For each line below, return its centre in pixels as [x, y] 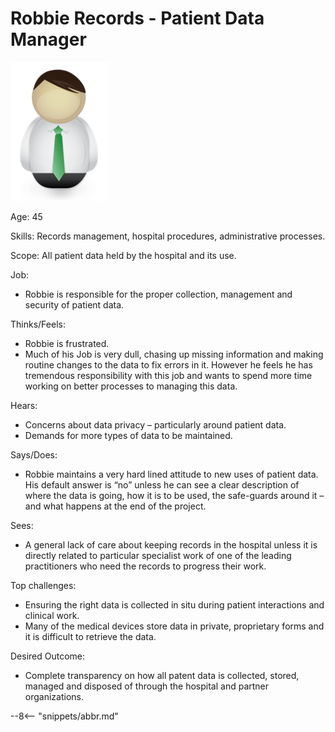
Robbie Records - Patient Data [137, 18]
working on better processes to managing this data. [131, 386]
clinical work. [52, 615]
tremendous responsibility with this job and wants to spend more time [168, 375]
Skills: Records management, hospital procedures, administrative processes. [168, 236]
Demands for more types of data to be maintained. [128, 435]
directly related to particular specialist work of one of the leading [158, 555]
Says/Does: [34, 454]
